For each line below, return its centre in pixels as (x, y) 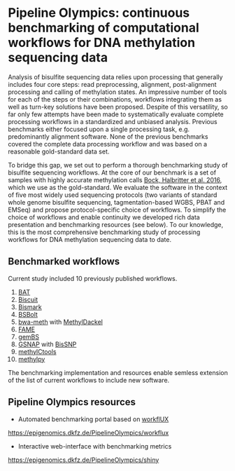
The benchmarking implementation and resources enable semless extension (118, 372)
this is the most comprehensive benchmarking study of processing (104, 232)
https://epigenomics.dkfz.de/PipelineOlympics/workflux (88, 432)
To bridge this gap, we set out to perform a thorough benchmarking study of (118, 165)
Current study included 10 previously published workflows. (93, 278)
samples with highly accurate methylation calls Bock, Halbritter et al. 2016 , (115, 179)
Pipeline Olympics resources (72, 402)
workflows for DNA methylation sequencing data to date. (90, 239)
